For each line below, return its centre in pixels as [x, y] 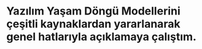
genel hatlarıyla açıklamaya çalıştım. [101, 37]
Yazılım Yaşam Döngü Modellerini [94, 11]
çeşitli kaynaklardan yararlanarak [93, 24]
